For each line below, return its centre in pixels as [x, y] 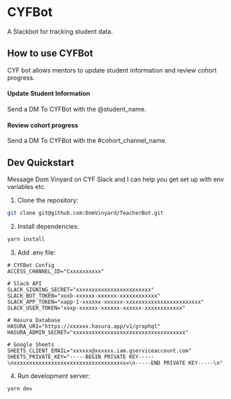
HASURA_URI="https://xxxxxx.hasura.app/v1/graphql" [84, 326]
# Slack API [24, 283]
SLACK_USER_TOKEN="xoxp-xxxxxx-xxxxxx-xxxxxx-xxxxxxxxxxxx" [97, 308]
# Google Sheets [31, 345]
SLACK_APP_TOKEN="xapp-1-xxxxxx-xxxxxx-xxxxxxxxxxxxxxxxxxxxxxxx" [106, 302]
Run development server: [54, 376]
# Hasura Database [34, 320]
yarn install [26, 239]
